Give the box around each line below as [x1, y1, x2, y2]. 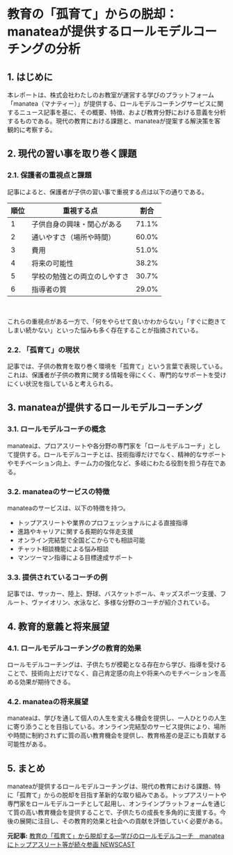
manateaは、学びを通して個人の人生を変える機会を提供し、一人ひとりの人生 [7, 714, 227, 722]
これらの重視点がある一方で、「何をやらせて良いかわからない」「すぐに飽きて [7, 317, 227, 326]
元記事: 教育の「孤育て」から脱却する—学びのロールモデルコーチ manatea [7, 832, 225, 840]
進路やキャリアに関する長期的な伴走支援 [17, 527, 134, 536]
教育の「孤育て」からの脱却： [7, 6, 179, 22]
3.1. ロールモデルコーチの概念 [7, 424, 106, 434]
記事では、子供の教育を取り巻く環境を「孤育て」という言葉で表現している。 [7, 362, 227, 370]
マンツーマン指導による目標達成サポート [17, 553, 134, 561]
